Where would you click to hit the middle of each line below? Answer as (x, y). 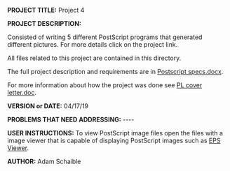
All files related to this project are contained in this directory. (94, 58)
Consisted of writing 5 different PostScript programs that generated (105, 37)
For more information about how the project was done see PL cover (105, 85)
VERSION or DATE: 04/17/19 (48, 106)
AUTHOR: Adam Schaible (44, 161)
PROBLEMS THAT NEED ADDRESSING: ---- (71, 119)
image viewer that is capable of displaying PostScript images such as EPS (114, 140)
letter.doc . (22, 92)
